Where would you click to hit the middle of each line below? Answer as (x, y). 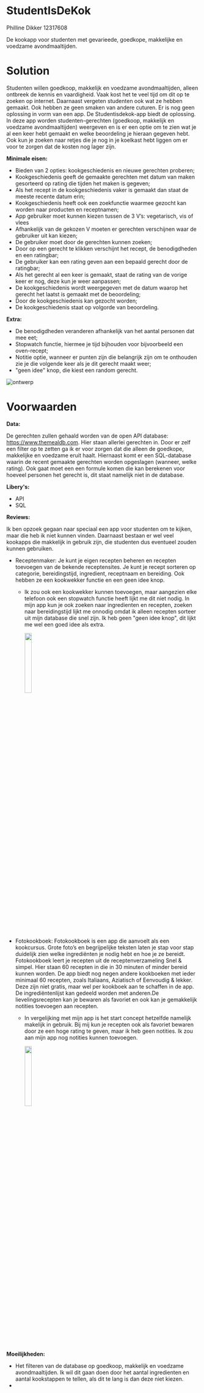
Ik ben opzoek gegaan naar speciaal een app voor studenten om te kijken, (99, 529)
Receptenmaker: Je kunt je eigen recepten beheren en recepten (96, 560)
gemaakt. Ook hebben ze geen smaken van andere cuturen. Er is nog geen (100, 107)
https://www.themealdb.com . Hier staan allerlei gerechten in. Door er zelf (99, 442)
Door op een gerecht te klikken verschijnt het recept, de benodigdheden (106, 249)
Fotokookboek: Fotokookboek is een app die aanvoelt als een (92, 941)
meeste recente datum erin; (50, 196)
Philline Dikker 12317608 (37, 28)
